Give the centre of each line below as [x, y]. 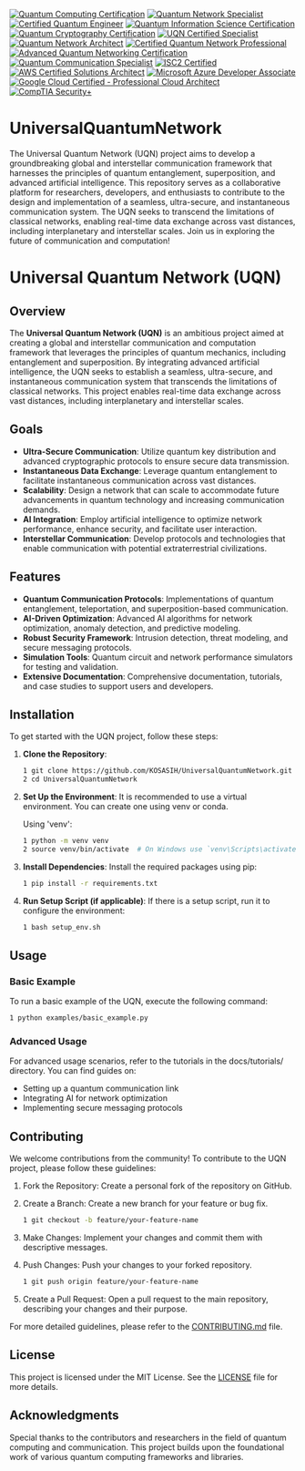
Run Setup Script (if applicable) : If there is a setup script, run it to [146, 900]
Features [35, 577]
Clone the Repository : [65, 754]
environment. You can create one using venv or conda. [126, 807]
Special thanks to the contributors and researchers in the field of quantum [148, 1437]
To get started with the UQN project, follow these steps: [114, 736]
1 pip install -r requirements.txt [90, 883]
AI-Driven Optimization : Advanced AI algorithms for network [137, 618]
